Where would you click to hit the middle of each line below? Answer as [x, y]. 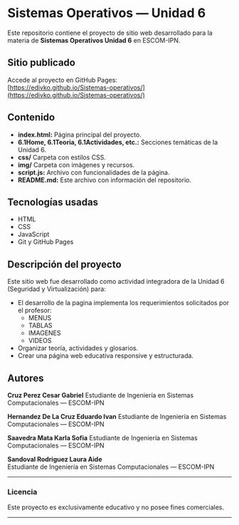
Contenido [31, 118]
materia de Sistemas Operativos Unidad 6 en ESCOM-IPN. [94, 40]
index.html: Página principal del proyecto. [80, 134]
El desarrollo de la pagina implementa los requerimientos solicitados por [123, 303]
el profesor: [34, 310]
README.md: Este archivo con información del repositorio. [105, 180]
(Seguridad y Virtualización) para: [57, 289]
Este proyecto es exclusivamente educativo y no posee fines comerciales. [116, 507]
